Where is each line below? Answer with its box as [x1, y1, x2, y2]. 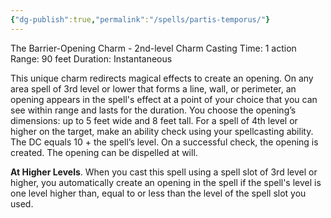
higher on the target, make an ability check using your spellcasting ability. [10, 125, 314, 137]
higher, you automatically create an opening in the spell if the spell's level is [10, 176, 322, 188]
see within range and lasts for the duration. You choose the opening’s [10, 104, 297, 116]
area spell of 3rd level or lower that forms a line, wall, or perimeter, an [10, 82, 297, 95]
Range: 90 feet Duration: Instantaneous [10, 52, 173, 65]
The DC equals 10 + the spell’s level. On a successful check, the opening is [10, 136, 319, 148]
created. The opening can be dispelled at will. [10, 146, 198, 158]
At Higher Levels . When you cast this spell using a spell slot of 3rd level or [10, 166, 318, 178]
